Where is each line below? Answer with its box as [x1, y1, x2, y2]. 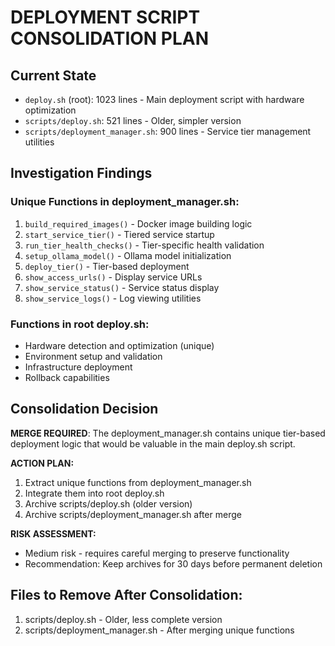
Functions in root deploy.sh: [10, 317, 150, 331]
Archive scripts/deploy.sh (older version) [24, 497, 193, 510]
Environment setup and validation [24, 350, 163, 362]
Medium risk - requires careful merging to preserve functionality [24, 547, 290, 559]
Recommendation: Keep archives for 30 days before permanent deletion [24, 557, 323, 570]
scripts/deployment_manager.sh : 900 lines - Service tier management [24, 126, 312, 137]
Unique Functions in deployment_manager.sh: [10, 195, 240, 209]
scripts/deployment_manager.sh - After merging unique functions [24, 624, 295, 636]
